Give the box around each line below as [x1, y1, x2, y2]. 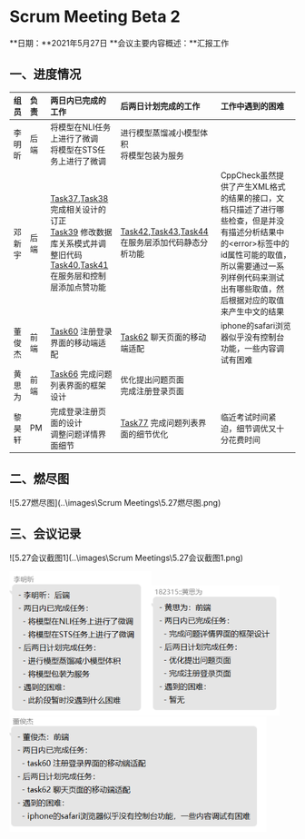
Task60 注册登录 [49, 326, 113, 337]
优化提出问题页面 [120, 374, 184, 385]
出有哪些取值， [221, 283, 277, 294]
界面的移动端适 [49, 338, 106, 348]
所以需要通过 [221, 261, 270, 271]
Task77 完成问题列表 [120, 417, 199, 428]
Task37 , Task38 [49, 192, 109, 203]
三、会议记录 [9, 527, 82, 542]
